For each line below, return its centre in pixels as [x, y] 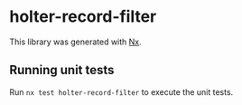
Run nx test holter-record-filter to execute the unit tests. [121, 91]
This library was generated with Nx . [75, 42]
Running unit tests [62, 70]
